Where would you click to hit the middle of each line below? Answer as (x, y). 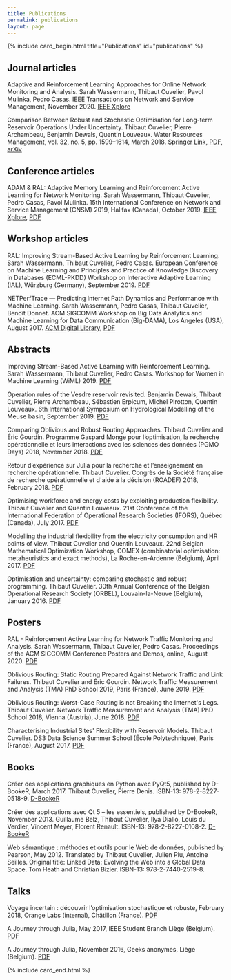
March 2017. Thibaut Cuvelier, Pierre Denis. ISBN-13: (107, 791)
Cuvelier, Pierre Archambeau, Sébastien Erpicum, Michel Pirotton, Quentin (112, 401)
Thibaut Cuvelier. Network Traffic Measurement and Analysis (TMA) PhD (110, 710)
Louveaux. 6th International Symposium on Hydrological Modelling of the (111, 409)
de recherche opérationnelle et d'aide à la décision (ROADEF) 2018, (103, 480)
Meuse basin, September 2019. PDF (58, 416)
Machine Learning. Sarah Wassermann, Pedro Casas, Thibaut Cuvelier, (108, 306)
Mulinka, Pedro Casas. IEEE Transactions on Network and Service (101, 99)
